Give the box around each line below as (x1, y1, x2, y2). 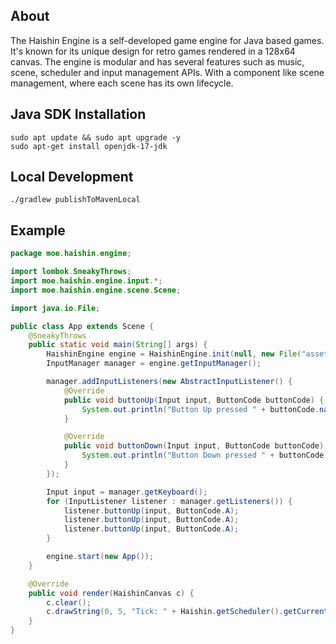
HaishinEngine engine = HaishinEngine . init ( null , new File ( (46, 349, 302, 359)
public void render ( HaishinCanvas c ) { (28, 588, 195, 598)
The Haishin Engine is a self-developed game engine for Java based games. (10, 34, 325, 46)
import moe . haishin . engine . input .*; (10, 276, 163, 286)
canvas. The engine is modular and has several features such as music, (10, 55, 305, 68)
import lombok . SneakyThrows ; (10, 267, 132, 277)
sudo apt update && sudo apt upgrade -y (10, 132, 182, 143)
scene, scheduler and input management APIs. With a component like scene (10, 66, 325, 78)
